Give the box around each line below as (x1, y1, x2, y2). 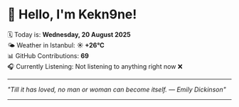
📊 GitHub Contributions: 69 (7, 51, 89, 60)
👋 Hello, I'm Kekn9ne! (7, 6, 137, 23)
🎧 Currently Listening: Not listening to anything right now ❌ (7, 62, 183, 70)
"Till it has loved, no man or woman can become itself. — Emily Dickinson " (7, 85, 226, 94)
